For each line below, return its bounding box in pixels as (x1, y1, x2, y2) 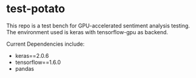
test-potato (6, 2, 65, 16)
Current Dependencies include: (6, 40, 85, 48)
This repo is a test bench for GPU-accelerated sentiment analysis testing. (6, 22, 191, 29)
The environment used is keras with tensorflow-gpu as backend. (6, 28, 169, 35)
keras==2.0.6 (15, 52, 49, 59)
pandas (15, 65, 35, 72)
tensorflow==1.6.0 (15, 58, 61, 66)
